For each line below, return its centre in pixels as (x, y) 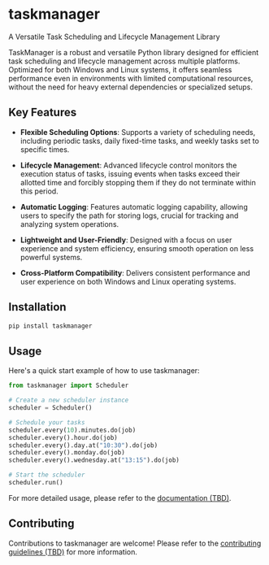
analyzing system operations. (69, 224)
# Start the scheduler (47, 475)
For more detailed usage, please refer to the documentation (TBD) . (120, 498)
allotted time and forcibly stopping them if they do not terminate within (138, 182)
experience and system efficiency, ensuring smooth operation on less (137, 248)
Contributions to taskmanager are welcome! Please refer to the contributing (135, 543)
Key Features (43, 113)
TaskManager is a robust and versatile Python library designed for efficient (134, 52)
